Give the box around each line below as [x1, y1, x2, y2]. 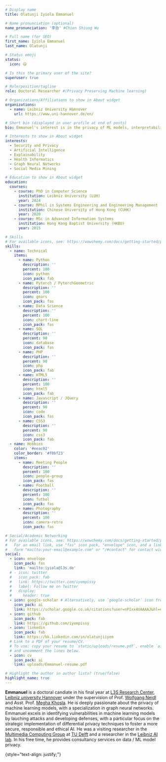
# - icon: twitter [9, 570, 48, 575]
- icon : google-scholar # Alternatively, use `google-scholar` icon [9, 598, 154, 603]
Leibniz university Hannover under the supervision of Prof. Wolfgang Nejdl [5, 694, 157, 700]
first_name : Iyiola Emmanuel [5, 39, 65, 44]
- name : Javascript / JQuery [18, 395, 79, 401]
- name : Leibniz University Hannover [9, 107, 87, 112]
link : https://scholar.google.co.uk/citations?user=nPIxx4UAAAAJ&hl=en [14, 607, 165, 612]
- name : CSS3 [18, 419, 45, 424]
